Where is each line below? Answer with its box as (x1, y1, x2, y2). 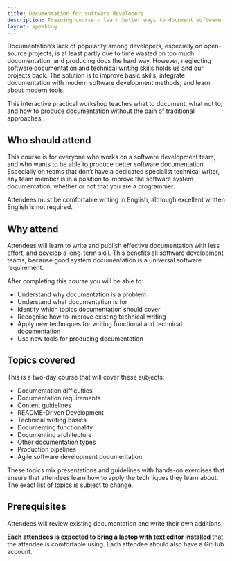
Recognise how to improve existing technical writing (17, 312, 166, 321)
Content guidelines (17, 401, 71, 409)
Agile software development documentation (17, 452, 143, 461)
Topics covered (7, 355, 75, 366)
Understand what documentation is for (17, 298, 128, 305)
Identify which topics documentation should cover (17, 305, 161, 313)
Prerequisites (7, 501, 66, 513)
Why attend (7, 223, 59, 235)
